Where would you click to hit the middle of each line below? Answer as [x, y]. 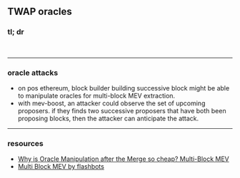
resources [26, 143]
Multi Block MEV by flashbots [61, 167]
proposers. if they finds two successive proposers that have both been [122, 110]
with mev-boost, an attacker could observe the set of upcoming [111, 103]
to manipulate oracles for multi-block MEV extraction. [96, 95]
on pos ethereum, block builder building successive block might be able [124, 88]
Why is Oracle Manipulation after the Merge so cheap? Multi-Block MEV [124, 159]
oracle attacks [33, 73]
